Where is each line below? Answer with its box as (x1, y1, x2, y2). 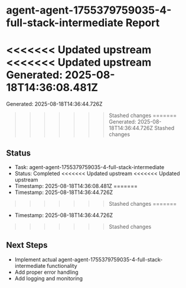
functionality (47, 262, 78, 269)
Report (125, 16, 160, 30)
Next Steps (6, 240, 48, 250)
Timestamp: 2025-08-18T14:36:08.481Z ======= (14, 182, 138, 189)
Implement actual (14, 255, 57, 263)
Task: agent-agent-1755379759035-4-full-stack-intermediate (14, 163, 165, 170)
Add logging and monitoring (14, 274, 83, 281)
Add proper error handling (14, 268, 79, 276)
